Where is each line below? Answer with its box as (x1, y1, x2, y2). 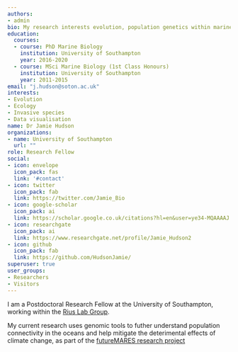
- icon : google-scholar (7, 201, 78, 209)
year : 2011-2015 (20, 76, 69, 84)
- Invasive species (7, 109, 65, 116)
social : (7, 155, 30, 163)
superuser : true (7, 261, 55, 268)
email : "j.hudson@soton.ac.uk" (7, 83, 100, 90)
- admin (7, 17, 30, 24)
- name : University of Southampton (7, 135, 113, 142)
